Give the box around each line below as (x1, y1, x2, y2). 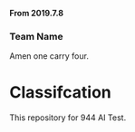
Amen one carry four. (9, 51, 89, 61)
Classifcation (9, 82, 111, 103)
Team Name (9, 30, 63, 42)
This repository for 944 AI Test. (9, 112, 127, 123)
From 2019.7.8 (9, 8, 64, 18)
